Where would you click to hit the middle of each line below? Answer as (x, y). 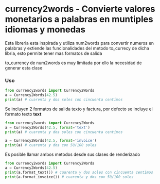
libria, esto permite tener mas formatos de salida (53, 53)
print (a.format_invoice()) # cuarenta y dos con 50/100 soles (69, 177)
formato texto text (23, 114)
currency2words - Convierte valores (80, 9)
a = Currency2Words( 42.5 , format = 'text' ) (48, 127)
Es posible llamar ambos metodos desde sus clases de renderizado (72, 154)
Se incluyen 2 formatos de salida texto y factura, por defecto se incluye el (79, 109)
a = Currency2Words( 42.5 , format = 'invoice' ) (51, 141)
